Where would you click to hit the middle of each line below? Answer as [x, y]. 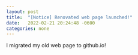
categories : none [28, 28]
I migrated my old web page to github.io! [56, 45]
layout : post [22, 12]
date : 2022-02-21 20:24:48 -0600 [51, 23]
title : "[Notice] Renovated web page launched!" [70, 17]
